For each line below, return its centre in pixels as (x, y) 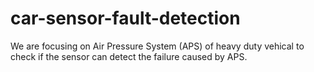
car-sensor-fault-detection (125, 18)
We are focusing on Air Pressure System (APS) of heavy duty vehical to (157, 46)
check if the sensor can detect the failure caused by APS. (129, 56)
